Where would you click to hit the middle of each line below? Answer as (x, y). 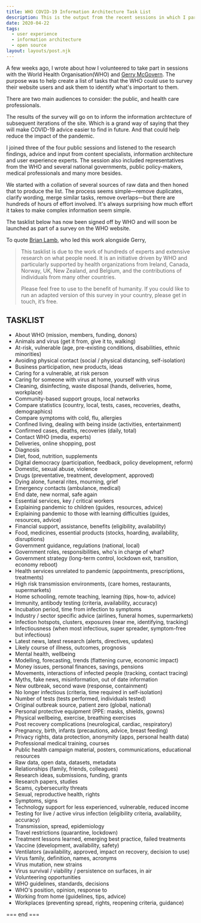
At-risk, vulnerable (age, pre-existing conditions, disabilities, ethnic (98, 347)
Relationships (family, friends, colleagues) (66, 769)
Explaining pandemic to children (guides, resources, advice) (89, 507)
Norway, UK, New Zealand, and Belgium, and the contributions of (101, 270)
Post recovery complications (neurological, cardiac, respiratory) (93, 724)
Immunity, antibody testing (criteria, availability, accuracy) (86, 603)
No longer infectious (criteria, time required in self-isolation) (89, 692)
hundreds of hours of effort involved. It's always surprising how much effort (100, 204)
